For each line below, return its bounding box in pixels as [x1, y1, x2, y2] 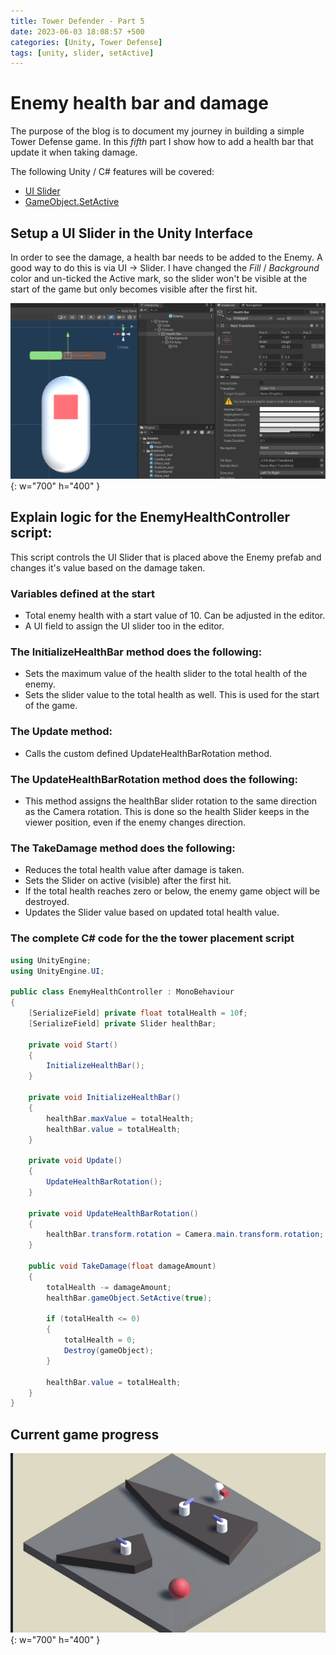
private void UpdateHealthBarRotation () [28, 1208, 199, 1219]
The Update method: [10, 725, 113, 739]
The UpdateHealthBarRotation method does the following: [10, 772, 299, 786]
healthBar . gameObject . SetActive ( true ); [46, 1293, 213, 1303]
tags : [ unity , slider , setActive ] [10, 48, 155, 58]
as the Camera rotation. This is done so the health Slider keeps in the [24, 806, 310, 818]
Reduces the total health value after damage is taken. [24, 864, 245, 876]
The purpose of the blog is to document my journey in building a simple [10, 125, 305, 137]
